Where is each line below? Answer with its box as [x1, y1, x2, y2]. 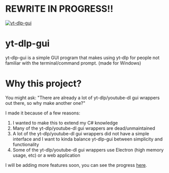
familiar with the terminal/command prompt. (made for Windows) [5, 60, 142, 66]
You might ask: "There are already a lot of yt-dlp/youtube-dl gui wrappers [5, 95, 160, 101]
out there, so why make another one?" [5, 100, 86, 106]
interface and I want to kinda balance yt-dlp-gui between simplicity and [12, 136, 163, 142]
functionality [12, 141, 39, 148]
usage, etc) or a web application [12, 152, 80, 158]
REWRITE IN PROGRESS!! [5, 3, 114, 15]
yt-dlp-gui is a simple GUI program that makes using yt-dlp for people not [5, 54, 160, 61]
